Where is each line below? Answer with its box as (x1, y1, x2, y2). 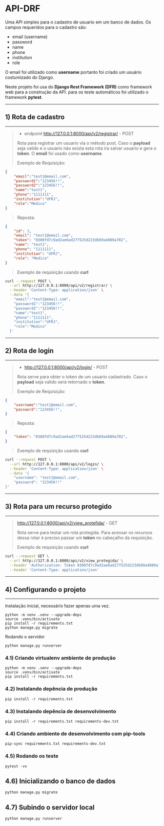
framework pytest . (5, 94, 43, 100)
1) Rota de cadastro (5, 113, 65, 121)
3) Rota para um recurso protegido (5, 502, 112, 511)
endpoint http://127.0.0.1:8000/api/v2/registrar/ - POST (24, 130, 134, 136)
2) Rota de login (5, 347, 54, 355)
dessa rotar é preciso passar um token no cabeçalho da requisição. (17, 535, 153, 541)
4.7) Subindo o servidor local (5, 803, 95, 811)
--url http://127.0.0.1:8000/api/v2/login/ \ (9, 461, 104, 467)
